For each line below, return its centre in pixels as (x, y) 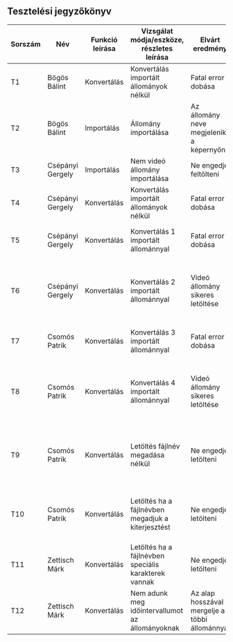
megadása (148, 455)
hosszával (207, 602)
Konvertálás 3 (153, 332)
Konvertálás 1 (153, 231)
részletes (157, 48)
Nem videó (148, 161)
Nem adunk (149, 593)
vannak (143, 581)
